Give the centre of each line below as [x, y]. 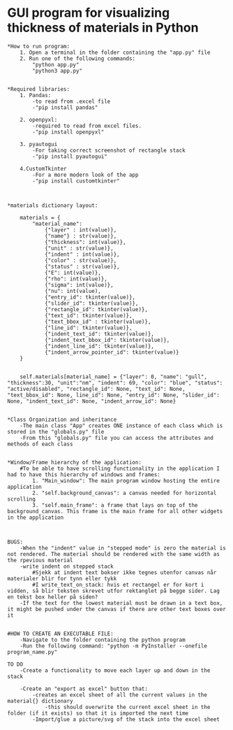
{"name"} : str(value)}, [81, 236]
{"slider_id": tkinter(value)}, [91, 303]
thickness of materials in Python [103, 28]
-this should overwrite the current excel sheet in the [127, 707]
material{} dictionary [40, 701]
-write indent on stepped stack [67, 566]
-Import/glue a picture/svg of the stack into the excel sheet [126, 719]
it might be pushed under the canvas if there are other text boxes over [117, 609]
